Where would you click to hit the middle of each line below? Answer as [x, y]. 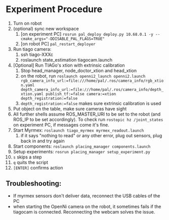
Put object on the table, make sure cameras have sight [70, 108]
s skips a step [27, 157]
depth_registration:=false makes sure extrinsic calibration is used [91, 103]
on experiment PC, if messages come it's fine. [61, 125]
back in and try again [43, 141]
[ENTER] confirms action [38, 168]
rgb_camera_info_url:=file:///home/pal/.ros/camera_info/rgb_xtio [92, 81]
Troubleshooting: [34, 183]
